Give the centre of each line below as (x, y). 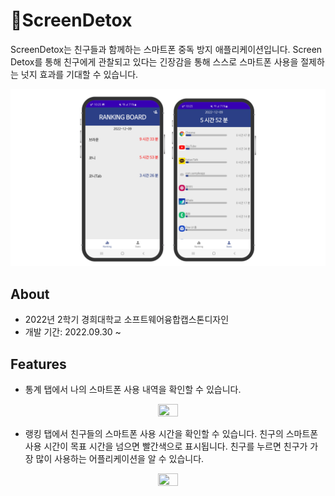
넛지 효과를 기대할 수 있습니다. (79, 74)
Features (38, 364)
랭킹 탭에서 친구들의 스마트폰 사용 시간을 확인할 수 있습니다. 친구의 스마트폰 (171, 434)
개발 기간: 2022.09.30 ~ (73, 332)
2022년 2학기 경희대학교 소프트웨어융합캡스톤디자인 (127, 320)
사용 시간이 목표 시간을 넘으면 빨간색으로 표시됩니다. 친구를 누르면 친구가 (166, 446)
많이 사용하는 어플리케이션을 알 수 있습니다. (120, 459)
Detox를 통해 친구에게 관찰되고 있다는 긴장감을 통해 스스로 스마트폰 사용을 (154, 61)
